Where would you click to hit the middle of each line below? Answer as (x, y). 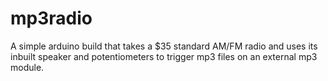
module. (27, 67)
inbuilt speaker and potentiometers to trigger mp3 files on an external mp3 (164, 56)
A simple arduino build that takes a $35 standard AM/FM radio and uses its (164, 46)
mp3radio (51, 18)
